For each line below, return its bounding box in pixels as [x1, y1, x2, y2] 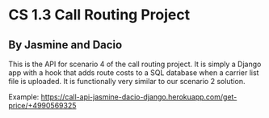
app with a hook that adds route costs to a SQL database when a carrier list [8, 68, 259, 78]
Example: [8, 92, 40, 102]
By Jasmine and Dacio [8, 38, 123, 52]
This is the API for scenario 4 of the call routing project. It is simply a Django [8, 59, 262, 69]
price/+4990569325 [8, 101, 77, 110]
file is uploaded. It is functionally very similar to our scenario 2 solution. [8, 77, 246, 86]
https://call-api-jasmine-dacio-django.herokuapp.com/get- [40, 92, 237, 102]
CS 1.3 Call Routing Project [8, 6, 191, 24]
